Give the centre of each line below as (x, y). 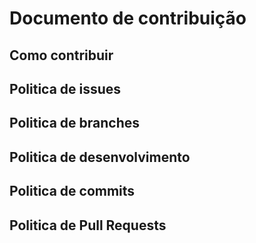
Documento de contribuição (128, 18)
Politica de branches (74, 123)
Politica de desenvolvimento (100, 157)
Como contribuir (61, 55)
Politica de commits (72, 191)
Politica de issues (65, 88)
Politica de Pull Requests (88, 225)
